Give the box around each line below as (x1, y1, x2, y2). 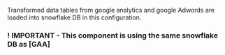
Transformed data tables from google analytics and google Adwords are (7, 6, 215, 14)
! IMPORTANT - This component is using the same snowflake (7, 31, 219, 40)
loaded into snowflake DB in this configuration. (7, 13, 142, 22)
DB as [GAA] (7, 39, 50, 49)
